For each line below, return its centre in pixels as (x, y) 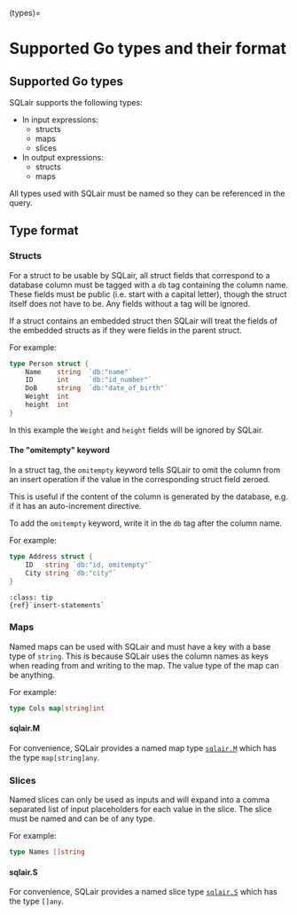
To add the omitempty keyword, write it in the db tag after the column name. (145, 523)
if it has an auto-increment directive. (75, 506)
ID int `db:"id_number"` (89, 380)
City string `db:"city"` (71, 573)
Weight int (47, 397)
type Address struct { (51, 557)
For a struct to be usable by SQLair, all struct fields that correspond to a (140, 275)
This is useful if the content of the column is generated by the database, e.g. (148, 497)
